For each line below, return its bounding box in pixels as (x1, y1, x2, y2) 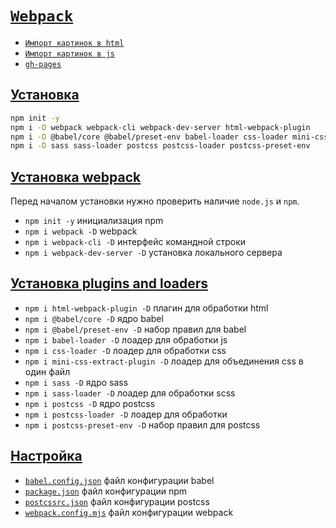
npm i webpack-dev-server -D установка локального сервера (24, 247, 283, 259)
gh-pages (24, 59, 62, 69)
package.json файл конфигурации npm (24, 485, 188, 497)
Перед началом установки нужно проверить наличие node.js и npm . (10, 195, 300, 207)
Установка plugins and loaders (10, 275, 208, 292)
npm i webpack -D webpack (24, 225, 138, 237)
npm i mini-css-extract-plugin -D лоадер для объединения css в (24, 355, 304, 367)
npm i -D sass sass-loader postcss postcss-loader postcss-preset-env (10, 141, 311, 151)
